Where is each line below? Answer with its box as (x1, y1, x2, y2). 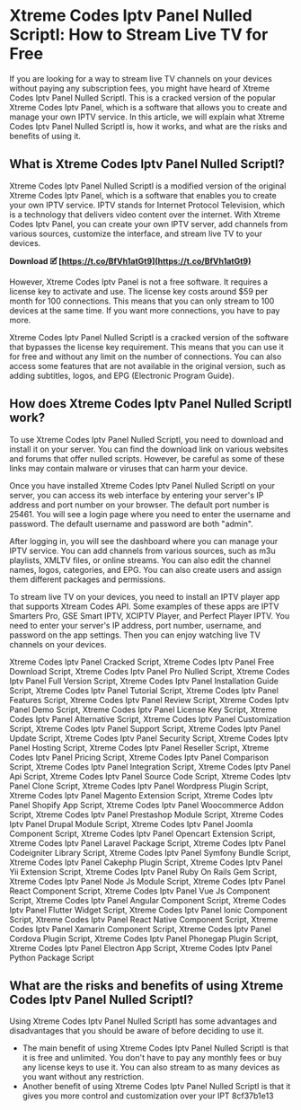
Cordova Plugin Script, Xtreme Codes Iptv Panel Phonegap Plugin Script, (9, 933, 279, 944)
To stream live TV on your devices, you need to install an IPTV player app (9, 591, 280, 602)
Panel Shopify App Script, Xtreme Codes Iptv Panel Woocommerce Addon (9, 799, 285, 810)
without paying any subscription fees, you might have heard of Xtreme (9, 83, 270, 93)
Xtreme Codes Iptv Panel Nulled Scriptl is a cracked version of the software (9, 331, 289, 342)
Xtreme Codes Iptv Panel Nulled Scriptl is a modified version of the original (9, 181, 287, 191)
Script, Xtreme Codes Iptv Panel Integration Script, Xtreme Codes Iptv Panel (9, 761, 291, 772)
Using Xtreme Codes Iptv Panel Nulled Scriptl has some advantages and (9, 1016, 277, 1026)
